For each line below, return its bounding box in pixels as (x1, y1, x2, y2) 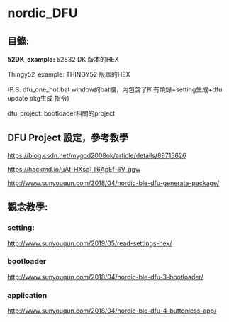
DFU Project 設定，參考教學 (7, 132, 129, 144)
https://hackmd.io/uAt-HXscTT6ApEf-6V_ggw (7, 165, 141, 173)
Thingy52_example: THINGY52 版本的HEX (7, 70, 130, 79)
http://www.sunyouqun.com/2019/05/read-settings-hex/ (7, 239, 172, 248)
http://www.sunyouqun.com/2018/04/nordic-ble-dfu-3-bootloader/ (7, 272, 203, 281)
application (7, 290, 48, 300)
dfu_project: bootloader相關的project (7, 109, 116, 118)
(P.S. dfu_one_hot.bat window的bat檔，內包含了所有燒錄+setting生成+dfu (7, 85, 223, 94)
